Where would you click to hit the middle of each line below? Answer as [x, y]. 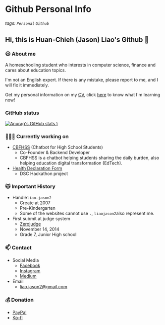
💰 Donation [19, 300]
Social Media [26, 260]
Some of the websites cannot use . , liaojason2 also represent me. [87, 213]
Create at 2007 [35, 203]
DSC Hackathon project [44, 174]
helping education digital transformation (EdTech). [71, 163]
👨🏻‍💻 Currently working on [37, 136]
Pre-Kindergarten [38, 208]
